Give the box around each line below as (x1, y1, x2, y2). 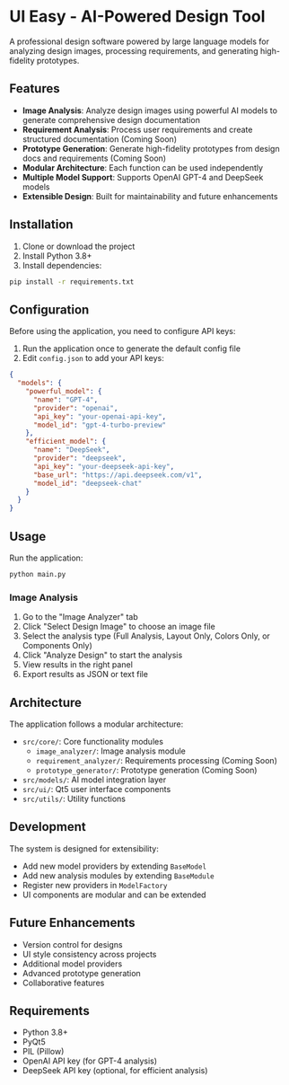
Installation (9, 217, 74, 233)
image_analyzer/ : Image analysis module (35, 745, 187, 756)
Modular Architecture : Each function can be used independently (22, 162, 263, 172)
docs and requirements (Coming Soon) (22, 153, 167, 163)
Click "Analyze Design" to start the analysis (22, 649, 183, 661)
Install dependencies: (22, 260, 102, 270)
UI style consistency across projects (22, 948, 157, 959)
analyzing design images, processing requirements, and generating (9, 45, 258, 56)
